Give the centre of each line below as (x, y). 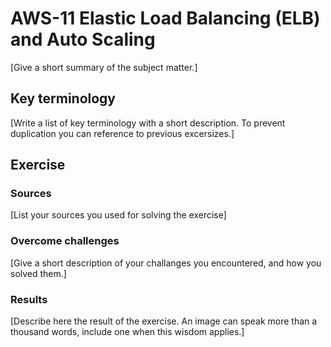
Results (29, 299)
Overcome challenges (65, 241)
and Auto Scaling (83, 39)
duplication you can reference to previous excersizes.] (122, 133)
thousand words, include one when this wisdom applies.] (127, 332)
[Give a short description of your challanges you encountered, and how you (166, 263)
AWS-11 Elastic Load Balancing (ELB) (165, 18)
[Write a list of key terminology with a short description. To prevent (148, 123)
